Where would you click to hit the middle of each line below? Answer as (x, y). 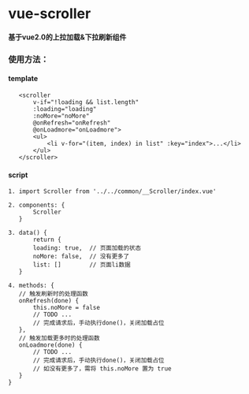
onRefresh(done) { (49, 301)
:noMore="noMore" (61, 116)
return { (47, 240)
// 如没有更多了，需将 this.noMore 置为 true (102, 369)
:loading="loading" (65, 109)
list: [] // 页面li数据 (82, 265)
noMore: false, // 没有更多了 (81, 257)
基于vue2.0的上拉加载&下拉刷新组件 (67, 37)
